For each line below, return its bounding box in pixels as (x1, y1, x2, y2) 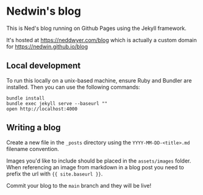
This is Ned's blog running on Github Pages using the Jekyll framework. (6, 24, 187, 32)
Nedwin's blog (6, 4, 81, 18)
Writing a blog (6, 122, 61, 133)
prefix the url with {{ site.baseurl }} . (6, 170, 103, 177)
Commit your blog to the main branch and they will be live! (6, 182, 151, 189)
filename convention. (6, 145, 59, 152)
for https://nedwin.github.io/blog (6, 43, 88, 50)
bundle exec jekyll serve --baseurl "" (6, 100, 108, 106)
